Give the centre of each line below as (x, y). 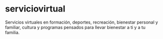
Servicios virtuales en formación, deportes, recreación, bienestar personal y (81, 22)
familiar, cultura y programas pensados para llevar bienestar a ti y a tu (75, 27)
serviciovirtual (35, 9)
